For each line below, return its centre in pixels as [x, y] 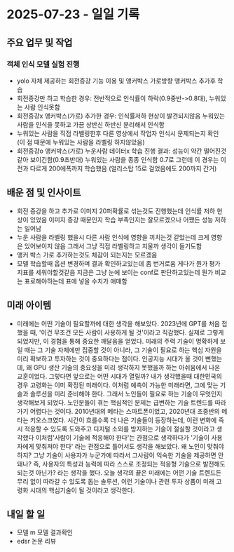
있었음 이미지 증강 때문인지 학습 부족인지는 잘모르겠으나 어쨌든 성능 [122, 220]
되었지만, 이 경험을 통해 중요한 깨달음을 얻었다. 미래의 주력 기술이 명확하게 [117, 341]
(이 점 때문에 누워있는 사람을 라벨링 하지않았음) [81, 142]
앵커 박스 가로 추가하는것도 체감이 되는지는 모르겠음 [87, 255]
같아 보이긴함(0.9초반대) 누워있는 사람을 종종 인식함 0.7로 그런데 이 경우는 [118, 159]
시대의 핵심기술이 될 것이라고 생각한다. [82, 490]
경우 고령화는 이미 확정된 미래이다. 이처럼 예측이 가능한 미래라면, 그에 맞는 [117, 385]
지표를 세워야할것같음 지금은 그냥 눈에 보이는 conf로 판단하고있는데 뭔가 [115, 272]
